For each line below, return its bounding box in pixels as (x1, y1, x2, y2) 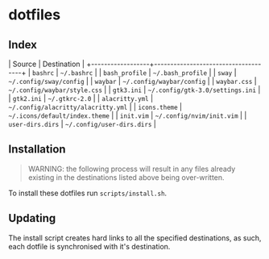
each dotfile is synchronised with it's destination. (8, 241, 171, 251)
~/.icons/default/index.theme (8, 112, 110, 120)
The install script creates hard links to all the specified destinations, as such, (8, 232, 262, 243)
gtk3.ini (112, 86, 143, 94)
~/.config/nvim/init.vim (155, 112, 239, 120)
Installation (8, 143, 66, 157)
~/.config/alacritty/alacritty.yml (8, 103, 128, 111)
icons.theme (138, 103, 179, 111)
